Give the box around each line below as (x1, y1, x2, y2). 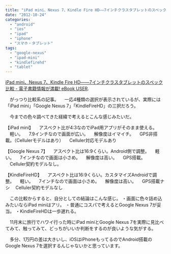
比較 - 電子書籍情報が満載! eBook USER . (5, 85, 89, 92)
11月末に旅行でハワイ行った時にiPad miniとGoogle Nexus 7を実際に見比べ (9, 219, 164, 225)
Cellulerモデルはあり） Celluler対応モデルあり (16, 137, 117, 144)
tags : (5, 45, 17, 51)
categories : (5, 17, 31, 22)
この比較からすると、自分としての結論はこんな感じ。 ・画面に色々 (9, 195, 149, 202)
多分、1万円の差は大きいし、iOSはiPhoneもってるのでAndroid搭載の (9, 236, 153, 243)
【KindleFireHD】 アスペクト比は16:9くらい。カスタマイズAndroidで (5, 172, 153, 178)
